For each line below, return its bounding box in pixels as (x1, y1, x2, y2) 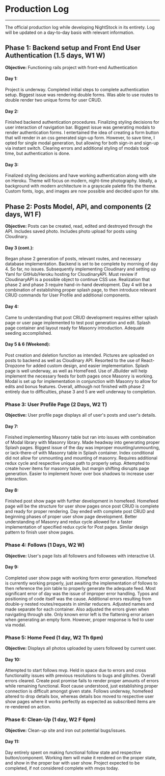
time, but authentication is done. (5, 151, 70, 157)
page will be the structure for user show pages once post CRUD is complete (5, 503, 159, 509)
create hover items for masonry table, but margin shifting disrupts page (5, 465, 149, 472)
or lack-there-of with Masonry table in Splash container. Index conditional (5, 450, 154, 456)
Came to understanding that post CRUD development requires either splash (5, 314, 158, 320)
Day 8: (5, 487, 19, 493)
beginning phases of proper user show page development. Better (5, 514, 137, 520)
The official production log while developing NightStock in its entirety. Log (5, 24, 155, 30)
